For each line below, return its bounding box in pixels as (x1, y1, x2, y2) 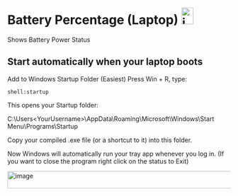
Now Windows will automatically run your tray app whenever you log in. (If (7, 149, 225, 158)
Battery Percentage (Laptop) (7, 12, 178, 28)
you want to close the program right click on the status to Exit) (7, 156, 189, 166)
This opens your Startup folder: (7, 100, 99, 109)
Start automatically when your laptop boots (7, 56, 203, 68)
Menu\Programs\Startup (7, 122, 78, 130)
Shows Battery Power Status (7, 35, 91, 44)
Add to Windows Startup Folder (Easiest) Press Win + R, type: (7, 74, 188, 83)
